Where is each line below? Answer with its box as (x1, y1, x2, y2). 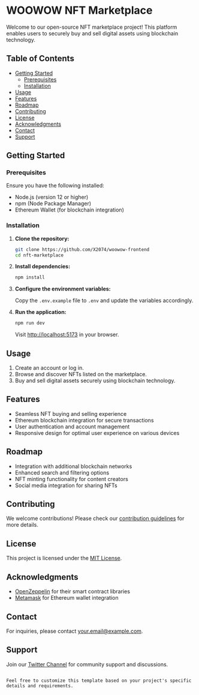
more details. (6, 521, 39, 528)
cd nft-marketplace (14, 252, 64, 258)
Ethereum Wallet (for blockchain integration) (14, 206, 124, 213)
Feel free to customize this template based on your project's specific (6, 678, 192, 684)
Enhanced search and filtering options (14, 469, 110, 476)
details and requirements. (6, 682, 74, 689)
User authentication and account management (14, 423, 130, 430)
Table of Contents (6, 53, 75, 64)
